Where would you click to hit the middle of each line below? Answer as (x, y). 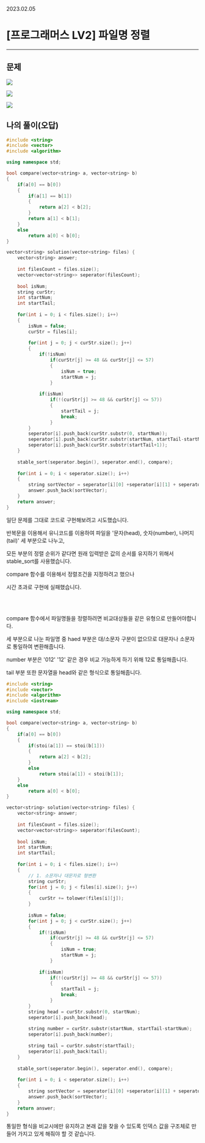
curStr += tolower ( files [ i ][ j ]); (81, 898)
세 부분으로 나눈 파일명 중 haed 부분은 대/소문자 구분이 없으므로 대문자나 (92, 639)
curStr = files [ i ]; (53, 332)
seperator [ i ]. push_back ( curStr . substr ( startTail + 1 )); (98, 445)
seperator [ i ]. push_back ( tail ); (68, 1052)
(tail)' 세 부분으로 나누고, (36, 540)
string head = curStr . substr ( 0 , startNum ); (84, 1012)
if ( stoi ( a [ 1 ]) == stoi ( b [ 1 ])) (67, 746)
